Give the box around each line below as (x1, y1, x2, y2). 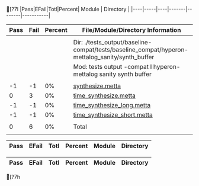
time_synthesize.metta (73, 92, 136, 100)
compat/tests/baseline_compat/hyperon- (73, 46, 188, 53)
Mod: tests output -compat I (73, 63, 152, 70)
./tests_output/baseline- (84, 39, 152, 46)
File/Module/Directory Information (82, 26, 181, 34)
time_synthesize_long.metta (73, 101, 151, 109)
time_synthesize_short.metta (73, 111, 153, 118)
